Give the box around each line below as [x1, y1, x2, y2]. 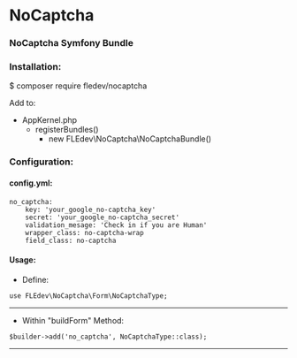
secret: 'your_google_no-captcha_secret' [25, 213, 179, 222]
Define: [21, 274, 49, 285]
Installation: [9, 61, 62, 73]
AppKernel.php [21, 115, 78, 126]
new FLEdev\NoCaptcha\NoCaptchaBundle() [48, 133, 212, 144]
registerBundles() [34, 125, 99, 135]
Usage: [9, 255, 37, 265]
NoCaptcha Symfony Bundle [9, 37, 134, 50]
